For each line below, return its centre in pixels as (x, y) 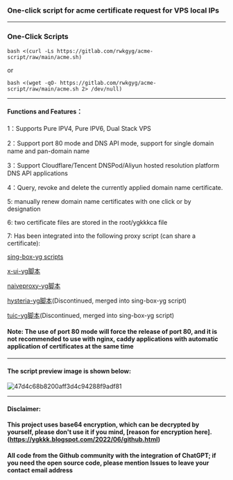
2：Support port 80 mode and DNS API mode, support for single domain (111, 143)
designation (24, 209)
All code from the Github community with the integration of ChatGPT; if (112, 455)
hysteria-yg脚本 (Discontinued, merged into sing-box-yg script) (97, 301)
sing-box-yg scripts (35, 257)
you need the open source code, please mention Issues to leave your (108, 463)
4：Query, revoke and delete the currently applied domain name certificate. (115, 187)
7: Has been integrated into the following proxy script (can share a (102, 236)
